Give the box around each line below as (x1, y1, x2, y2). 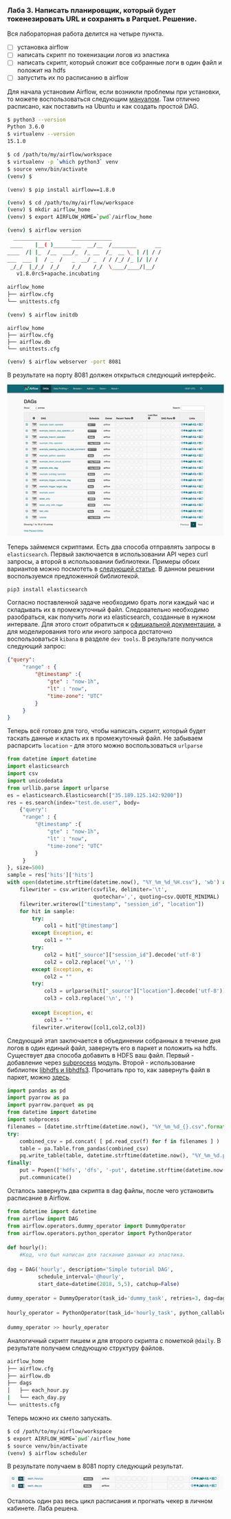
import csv (7, 770, 38, 777)
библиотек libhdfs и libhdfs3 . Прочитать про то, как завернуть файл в (7, 1065, 211, 1074)
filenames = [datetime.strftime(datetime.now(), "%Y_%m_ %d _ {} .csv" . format (7, 1123, 226, 1130)
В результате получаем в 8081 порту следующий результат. (7, 1462, 184, 1470)
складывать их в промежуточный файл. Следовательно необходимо (7, 606, 210, 614)
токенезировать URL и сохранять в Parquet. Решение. (7, 14, 197, 23)
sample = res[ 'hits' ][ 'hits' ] (7, 872, 94, 879)
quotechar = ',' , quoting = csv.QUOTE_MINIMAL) (93, 893, 220, 900)
